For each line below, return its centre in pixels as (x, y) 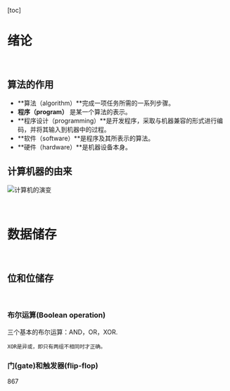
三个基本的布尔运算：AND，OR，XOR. (63, 332)
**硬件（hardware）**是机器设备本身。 (75, 147)
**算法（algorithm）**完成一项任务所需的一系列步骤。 (96, 103)
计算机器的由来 (40, 172)
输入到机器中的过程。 (79, 129)
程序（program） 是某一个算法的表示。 (74, 111)
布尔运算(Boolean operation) (57, 315)
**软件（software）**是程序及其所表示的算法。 (86, 138)
